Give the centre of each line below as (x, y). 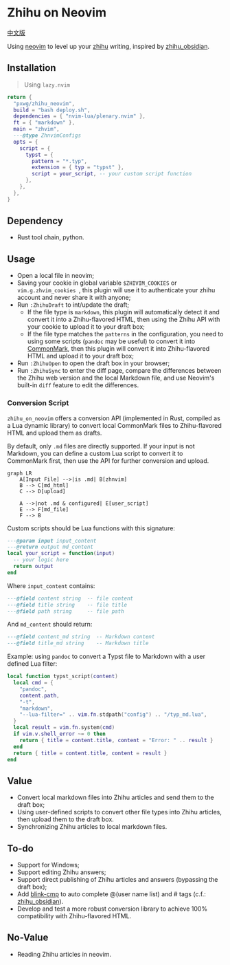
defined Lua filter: (32, 664)
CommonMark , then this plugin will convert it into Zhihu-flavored (118, 349)
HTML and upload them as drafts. (55, 433)
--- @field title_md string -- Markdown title (78, 643)
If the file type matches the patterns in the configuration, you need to (125, 334)
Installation (32, 68)
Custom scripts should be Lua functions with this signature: (91, 528)
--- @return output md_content (50, 547)
